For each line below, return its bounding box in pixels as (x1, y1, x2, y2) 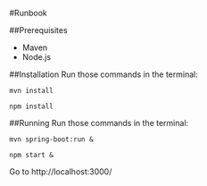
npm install (9, 102, 54, 111)
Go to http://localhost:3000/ (9, 166, 112, 177)
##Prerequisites (9, 25, 69, 35)
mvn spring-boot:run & (9, 135, 94, 144)
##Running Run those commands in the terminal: (9, 118, 189, 128)
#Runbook (9, 8, 47, 18)
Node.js (21, 52, 52, 62)
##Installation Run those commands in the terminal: (9, 69, 198, 80)
